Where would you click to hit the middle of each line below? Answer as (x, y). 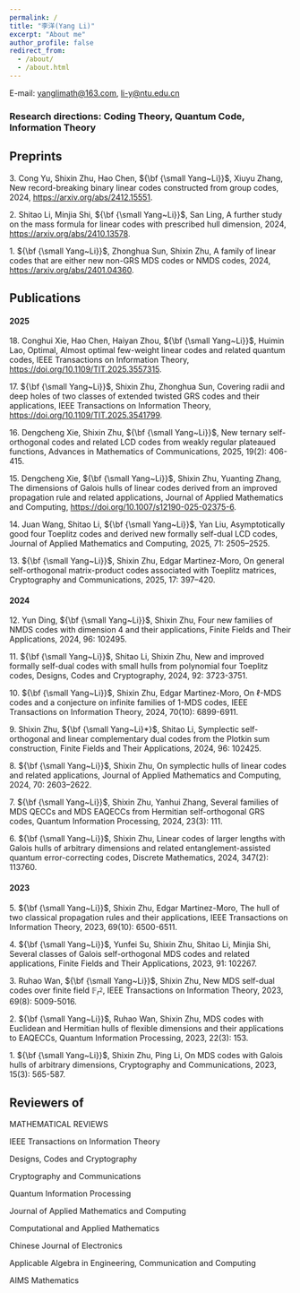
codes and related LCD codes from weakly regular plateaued (163, 442)
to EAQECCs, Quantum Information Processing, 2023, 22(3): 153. (129, 1038)
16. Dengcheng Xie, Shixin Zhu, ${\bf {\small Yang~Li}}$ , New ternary (138, 433)
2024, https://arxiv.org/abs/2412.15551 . (81, 197)
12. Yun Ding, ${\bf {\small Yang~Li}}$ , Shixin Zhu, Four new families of (141, 620)
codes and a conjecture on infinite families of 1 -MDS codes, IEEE (129, 703)
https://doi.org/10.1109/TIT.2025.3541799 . (86, 415)
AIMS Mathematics (44, 1280)
